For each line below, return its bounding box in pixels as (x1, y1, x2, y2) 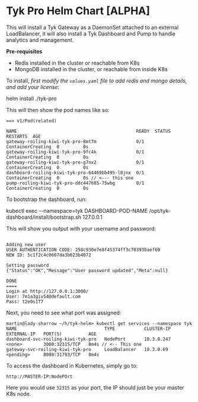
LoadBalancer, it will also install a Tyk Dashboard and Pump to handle (6, 30, 176, 37)
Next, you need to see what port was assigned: (6, 309, 122, 316)
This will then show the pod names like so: (6, 106, 110, 113)
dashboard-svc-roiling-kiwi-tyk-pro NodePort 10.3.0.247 (6, 336, 171, 342)
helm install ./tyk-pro (6, 95, 57, 102)
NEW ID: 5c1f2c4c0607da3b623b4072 (6, 252, 92, 258)
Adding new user (6, 241, 46, 247)
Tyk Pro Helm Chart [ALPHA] (6, 4, 150, 18)
